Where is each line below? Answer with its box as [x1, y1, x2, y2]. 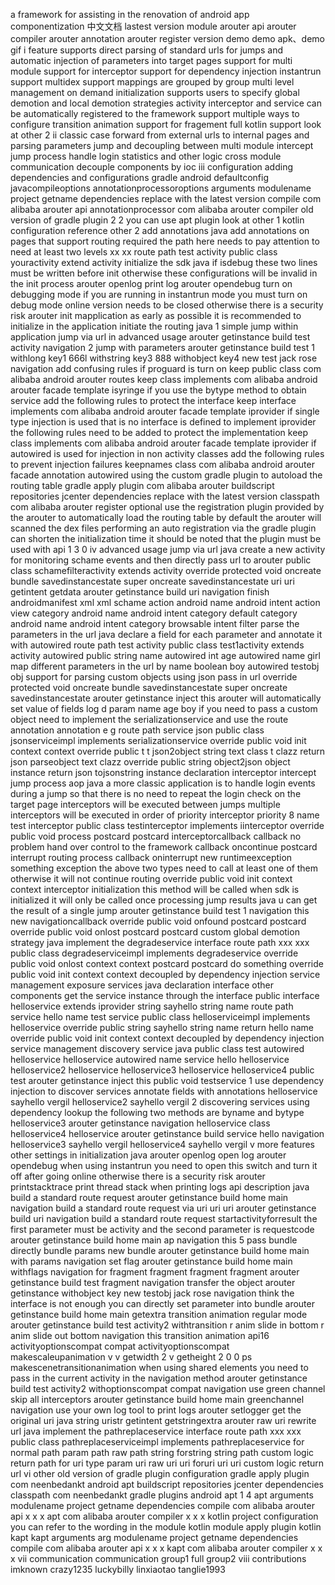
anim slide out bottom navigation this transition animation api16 [10, 1330, 270, 1341]
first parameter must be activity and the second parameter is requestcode [10, 1224, 315, 1235]
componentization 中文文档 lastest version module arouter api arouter [10, 20, 297, 32]
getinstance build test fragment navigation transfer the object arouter [10, 1277, 296, 1288]
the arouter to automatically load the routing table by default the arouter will [10, 512, 322, 523]
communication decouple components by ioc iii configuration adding [10, 161, 293, 173]
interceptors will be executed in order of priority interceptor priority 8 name [10, 809, 320, 821]
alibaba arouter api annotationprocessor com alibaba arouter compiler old [10, 204, 314, 215]
